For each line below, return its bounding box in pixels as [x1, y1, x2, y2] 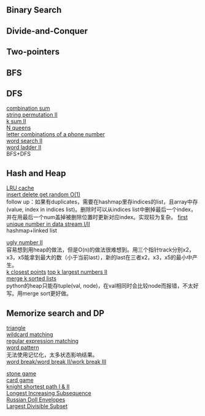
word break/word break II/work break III [6, 358, 107, 365]
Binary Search [6, 5, 62, 15]
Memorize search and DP [6, 308, 104, 318]
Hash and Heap [6, 168, 66, 179]
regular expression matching [6, 337, 79, 344]
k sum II [6, 118, 26, 125]
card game [6, 377, 34, 383]
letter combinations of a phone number [6, 131, 106, 138]
